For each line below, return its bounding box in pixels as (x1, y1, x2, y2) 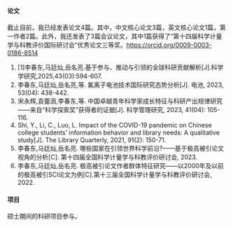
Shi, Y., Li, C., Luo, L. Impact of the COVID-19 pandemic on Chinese (17, 121, 212, 130)
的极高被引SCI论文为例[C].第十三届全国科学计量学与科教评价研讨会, (17, 170, 212, 179)
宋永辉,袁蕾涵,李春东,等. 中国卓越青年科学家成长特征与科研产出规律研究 (17, 97, 223, 105)
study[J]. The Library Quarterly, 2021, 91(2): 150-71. (17, 136, 167, 144)
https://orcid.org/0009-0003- (126, 41, 212, 49)
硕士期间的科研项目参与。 (7, 212, 81, 221)
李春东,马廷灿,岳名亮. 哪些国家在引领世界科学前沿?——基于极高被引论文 (17, 144, 224, 153)
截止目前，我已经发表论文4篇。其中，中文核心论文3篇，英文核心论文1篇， (7, 23, 220, 32)
